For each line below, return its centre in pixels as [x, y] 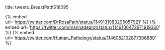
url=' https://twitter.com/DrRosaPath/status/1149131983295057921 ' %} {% [81, 22]
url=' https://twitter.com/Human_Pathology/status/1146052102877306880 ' [81, 38]
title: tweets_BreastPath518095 [37, 7]
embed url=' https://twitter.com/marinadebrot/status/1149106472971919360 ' [83, 27]
